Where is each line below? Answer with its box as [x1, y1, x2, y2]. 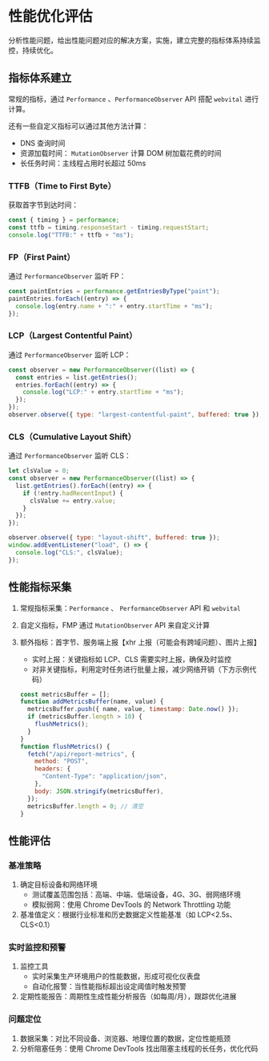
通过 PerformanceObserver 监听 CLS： [8, 451, 131, 461]
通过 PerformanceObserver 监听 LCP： [8, 350, 131, 360]
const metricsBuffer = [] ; [19, 690, 110, 698]
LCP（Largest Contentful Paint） [8, 330, 138, 341]
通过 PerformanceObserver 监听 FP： [8, 270, 126, 281]
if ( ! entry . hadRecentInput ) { [22, 489, 124, 498]
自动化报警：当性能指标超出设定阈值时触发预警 [31, 982, 187, 991]
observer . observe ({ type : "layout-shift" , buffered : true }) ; [8, 534, 220, 542]
